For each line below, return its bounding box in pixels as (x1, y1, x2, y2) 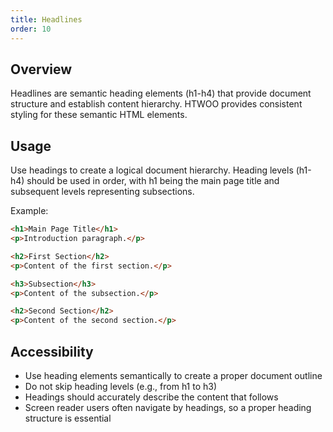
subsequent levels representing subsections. (10, 186, 195, 198)
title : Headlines (10, 14, 83, 25)
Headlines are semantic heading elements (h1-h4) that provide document (10, 87, 312, 100)
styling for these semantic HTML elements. (10, 109, 188, 121)
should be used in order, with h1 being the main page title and (26, 175, 280, 187)
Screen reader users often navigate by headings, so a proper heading (24, 401, 312, 413)
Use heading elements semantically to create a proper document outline (24, 369, 323, 381)
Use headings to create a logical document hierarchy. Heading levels (10, 164, 294, 176)
